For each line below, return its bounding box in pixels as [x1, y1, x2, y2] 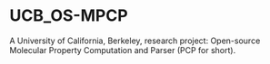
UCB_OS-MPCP [9, 5, 129, 26]
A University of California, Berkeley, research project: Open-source [9, 35, 261, 46]
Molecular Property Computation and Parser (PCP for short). [9, 44, 236, 55]
